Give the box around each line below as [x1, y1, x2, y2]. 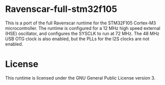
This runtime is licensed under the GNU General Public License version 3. [5, 75, 156, 81]
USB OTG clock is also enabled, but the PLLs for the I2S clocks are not [5, 36, 150, 42]
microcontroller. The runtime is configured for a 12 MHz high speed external [5, 25, 161, 31]
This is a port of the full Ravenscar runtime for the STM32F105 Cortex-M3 [5, 20, 157, 26]
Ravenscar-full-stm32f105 [5, 3, 118, 15]
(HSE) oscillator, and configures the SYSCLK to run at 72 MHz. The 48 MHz [5, 30, 160, 36]
